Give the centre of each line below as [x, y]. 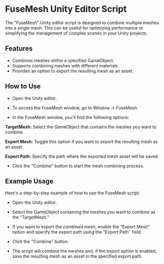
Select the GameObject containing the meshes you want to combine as [84, 212]
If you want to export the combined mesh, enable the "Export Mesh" [81, 227]
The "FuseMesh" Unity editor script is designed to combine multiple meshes [82, 23]
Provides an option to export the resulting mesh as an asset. [73, 71]
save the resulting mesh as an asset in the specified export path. [77, 256]
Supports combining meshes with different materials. [65, 65]
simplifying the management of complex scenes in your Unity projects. [76, 33]
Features [19, 48]
